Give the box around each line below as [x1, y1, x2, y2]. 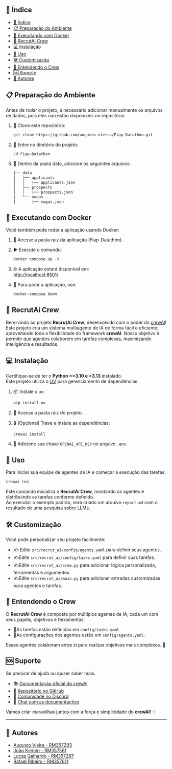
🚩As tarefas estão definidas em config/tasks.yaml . [13, 626, 121, 632]
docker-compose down [13, 292, 57, 297]
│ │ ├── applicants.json [13, 180, 76, 185]
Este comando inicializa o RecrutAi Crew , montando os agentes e [6, 488, 144, 495]
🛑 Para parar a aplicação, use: [13, 282, 77, 288]
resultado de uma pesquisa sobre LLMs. [6, 505, 90, 511]
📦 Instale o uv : [13, 388, 45, 394]
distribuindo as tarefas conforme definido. [6, 494, 94, 500]
